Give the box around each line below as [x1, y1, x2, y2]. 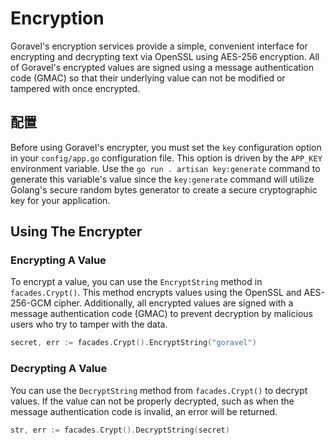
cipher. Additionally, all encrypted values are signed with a [53, 297, 294, 309]
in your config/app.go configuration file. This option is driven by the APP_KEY [10, 152, 323, 164]
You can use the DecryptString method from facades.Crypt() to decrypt [10, 384, 308, 396]
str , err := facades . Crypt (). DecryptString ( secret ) [10, 425, 230, 435]
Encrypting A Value [10, 253, 107, 267]
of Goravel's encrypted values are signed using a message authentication [10, 61, 314, 73]
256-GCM [10, 297, 52, 309]
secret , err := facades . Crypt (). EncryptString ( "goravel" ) [10, 338, 257, 348]
